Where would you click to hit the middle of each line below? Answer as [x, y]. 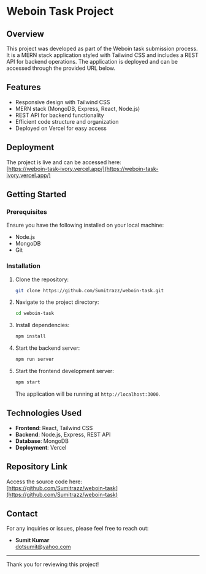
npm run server [35, 360]
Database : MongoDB [42, 441]
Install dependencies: [42, 325]
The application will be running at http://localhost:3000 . [88, 394]
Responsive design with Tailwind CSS [63, 102]
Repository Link [37, 467]
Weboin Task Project [60, 11]
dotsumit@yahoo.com [43, 547]
